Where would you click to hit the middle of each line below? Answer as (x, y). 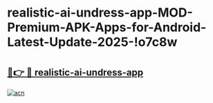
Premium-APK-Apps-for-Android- (107, 27)
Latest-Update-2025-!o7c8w (92, 42)
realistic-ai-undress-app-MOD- (100, 13)
